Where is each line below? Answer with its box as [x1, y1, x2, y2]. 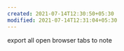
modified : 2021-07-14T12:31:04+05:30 [7, 17, 118, 24]
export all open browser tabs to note [7, 36, 112, 44]
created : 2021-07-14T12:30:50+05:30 [7, 10, 114, 17]
